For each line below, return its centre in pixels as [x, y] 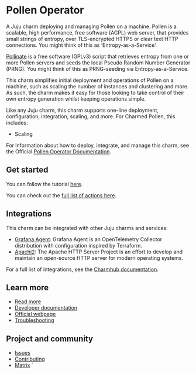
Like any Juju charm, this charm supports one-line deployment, [82, 110]
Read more [28, 301]
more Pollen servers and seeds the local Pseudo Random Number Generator [98, 63]
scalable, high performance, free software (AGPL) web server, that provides [97, 32]
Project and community [50, 339]
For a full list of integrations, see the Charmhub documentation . [82, 269]
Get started [27, 170]
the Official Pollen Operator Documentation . [59, 151]
